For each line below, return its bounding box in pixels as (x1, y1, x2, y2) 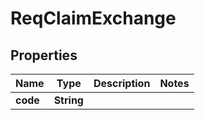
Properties (10, 47, 78, 64)
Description (93, 77, 151, 90)
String (53, 93, 84, 107)
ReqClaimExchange (10, 7, 177, 30)
